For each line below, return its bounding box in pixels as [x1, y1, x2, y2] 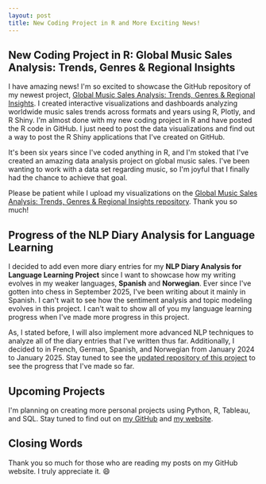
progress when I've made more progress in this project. [8, 313, 190, 322]
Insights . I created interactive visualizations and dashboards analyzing [8, 98, 238, 108]
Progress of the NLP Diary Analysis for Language [8, 228, 256, 242]
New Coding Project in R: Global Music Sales [8, 48, 233, 62]
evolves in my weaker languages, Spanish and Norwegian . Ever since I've [8, 278, 252, 288]
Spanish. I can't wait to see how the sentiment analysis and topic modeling [8, 295, 253, 305]
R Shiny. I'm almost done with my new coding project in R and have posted [8, 116, 253, 125]
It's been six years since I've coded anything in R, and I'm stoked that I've [8, 148, 249, 157]
